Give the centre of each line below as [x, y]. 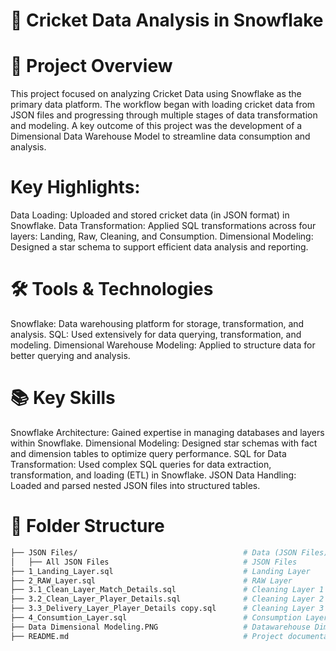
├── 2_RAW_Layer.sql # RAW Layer [151, 580]
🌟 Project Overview [91, 66]
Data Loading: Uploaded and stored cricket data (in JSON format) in [150, 215]
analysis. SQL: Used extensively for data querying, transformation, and [156, 334]
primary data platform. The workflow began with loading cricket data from [163, 105]
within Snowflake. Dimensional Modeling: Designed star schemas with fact [164, 443]
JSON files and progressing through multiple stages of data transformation [164, 115]
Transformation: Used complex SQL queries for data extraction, [141, 464]
